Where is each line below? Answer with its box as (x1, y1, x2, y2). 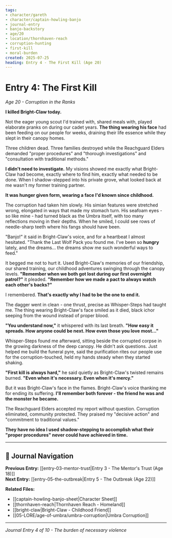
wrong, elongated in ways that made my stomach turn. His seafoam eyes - (5, 208, 162, 214)
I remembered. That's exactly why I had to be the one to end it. (5, 292, 140, 298)
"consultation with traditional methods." (5, 156, 89, 162)
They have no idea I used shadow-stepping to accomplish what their (5, 426, 154, 433)
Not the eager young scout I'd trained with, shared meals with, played (5, 119, 153, 125)
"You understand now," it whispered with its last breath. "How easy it (5, 322, 154, 328)
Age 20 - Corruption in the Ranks (5, 99, 76, 105)
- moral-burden (5, 50, 38, 55)
